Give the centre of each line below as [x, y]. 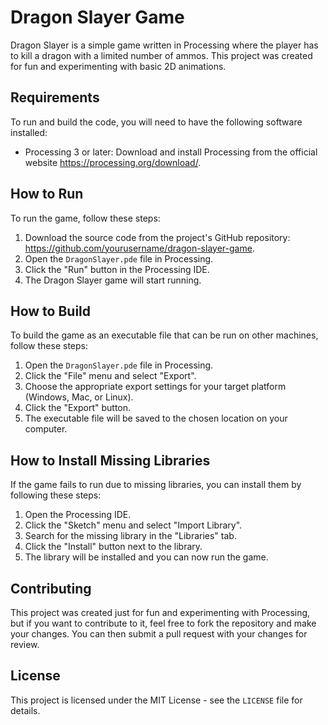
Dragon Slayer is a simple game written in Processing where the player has [164, 45]
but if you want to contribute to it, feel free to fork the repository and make [163, 623]
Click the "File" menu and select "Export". [110, 376]
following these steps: [56, 495]
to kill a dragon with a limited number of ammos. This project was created [161, 55]
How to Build [51, 311]
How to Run [47, 194]
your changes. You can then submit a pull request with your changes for [159, 634]
